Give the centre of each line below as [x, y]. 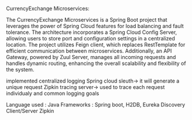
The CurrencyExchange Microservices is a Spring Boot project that [87, 20]
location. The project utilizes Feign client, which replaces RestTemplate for [96, 44]
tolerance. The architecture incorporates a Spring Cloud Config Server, [92, 32]
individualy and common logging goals [53, 93]
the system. [20, 69]
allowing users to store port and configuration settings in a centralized [91, 38]
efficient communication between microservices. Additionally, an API [89, 51]
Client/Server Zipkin [30, 111]
